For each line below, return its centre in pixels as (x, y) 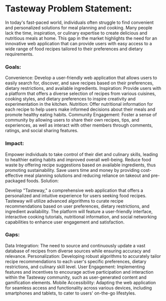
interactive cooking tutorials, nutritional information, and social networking (81, 217)
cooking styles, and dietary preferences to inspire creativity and (70, 99)
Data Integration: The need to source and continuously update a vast (75, 245)
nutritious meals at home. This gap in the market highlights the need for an (81, 38)
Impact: (15, 144)
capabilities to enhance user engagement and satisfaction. (65, 222)
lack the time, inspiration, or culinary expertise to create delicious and (76, 33)
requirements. (19, 54)
